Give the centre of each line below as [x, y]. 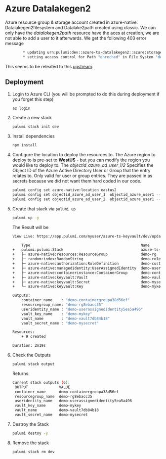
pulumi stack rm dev [33, 452]
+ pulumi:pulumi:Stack [38, 250]
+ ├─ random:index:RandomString [48, 259]
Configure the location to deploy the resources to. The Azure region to [84, 155]
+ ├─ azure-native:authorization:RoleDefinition [65, 264]
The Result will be [30, 227]
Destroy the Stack [31, 424]
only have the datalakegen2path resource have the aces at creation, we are [82, 33]
